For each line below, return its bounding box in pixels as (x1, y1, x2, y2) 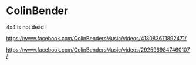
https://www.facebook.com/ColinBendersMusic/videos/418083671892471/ (6, 35, 187, 42)
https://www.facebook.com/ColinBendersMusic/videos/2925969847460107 (6, 46, 190, 53)
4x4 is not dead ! (6, 23, 47, 30)
